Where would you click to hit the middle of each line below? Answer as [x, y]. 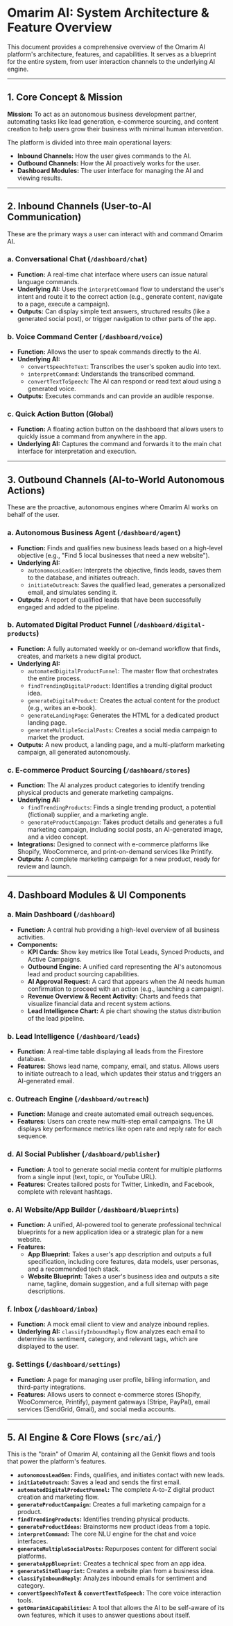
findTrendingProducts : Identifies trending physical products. [103, 1519]
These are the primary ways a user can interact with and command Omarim [115, 233]
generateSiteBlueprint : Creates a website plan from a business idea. [116, 1571]
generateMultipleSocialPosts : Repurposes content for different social [117, 1549]
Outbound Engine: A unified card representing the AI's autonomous [124, 967]
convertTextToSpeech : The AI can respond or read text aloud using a [124, 381]
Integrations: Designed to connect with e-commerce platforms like [113, 844]
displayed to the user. [48, 1347]
